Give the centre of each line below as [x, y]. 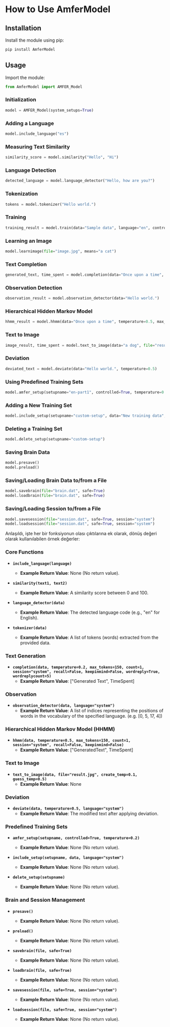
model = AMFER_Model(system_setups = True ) [50, 110]
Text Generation [26, 656]
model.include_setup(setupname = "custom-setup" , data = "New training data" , [86, 416]
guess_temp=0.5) [30, 779]
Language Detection [31, 170]
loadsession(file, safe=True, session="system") [65, 1010]
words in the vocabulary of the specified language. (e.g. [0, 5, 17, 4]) [91, 716]
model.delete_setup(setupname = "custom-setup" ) [55, 439]
